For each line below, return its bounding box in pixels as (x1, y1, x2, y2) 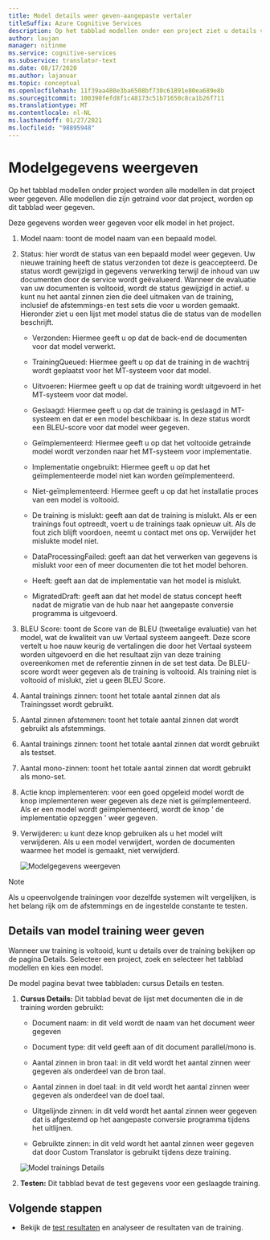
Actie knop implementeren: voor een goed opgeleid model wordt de (19, 787, 245, 797)
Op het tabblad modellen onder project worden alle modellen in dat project (8, 185, 256, 195)
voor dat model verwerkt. (31, 341, 117, 351)
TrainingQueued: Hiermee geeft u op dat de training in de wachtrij (31, 357, 251, 367)
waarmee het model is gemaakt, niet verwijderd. (19, 845, 180, 855)
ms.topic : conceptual (8, 79, 81, 87)
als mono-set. (19, 771, 67, 781)
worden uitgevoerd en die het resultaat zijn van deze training (19, 649, 221, 659)
